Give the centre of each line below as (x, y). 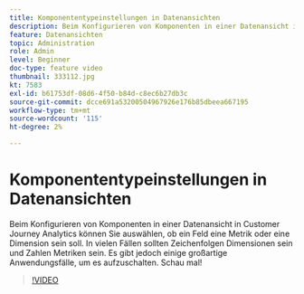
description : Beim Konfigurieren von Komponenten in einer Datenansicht (149, 26)
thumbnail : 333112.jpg (52, 77)
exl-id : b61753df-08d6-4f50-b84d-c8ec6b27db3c (99, 93)
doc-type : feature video (56, 69)
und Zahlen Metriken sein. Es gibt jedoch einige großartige (119, 252)
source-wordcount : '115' (56, 119)
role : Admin (32, 52)
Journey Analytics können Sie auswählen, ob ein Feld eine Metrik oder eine (150, 233)
